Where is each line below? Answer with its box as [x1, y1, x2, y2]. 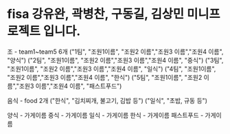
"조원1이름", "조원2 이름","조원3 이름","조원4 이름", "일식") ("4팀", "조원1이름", [7, 65, 216, 73]
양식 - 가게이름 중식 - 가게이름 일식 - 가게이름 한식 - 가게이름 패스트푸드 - [7, 111, 204, 119]
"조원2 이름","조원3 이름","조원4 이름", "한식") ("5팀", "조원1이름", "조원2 [7, 73, 203, 81]
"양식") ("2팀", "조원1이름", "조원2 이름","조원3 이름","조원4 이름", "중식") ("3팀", [7, 56, 224, 64]
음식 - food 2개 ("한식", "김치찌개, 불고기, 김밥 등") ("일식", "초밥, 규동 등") [7, 96, 208, 104]
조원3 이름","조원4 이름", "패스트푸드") [19, 82, 122, 90]
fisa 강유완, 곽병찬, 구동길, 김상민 [7, 6, 185, 22]
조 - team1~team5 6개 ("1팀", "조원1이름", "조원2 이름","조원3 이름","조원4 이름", [7, 47, 224, 56]
